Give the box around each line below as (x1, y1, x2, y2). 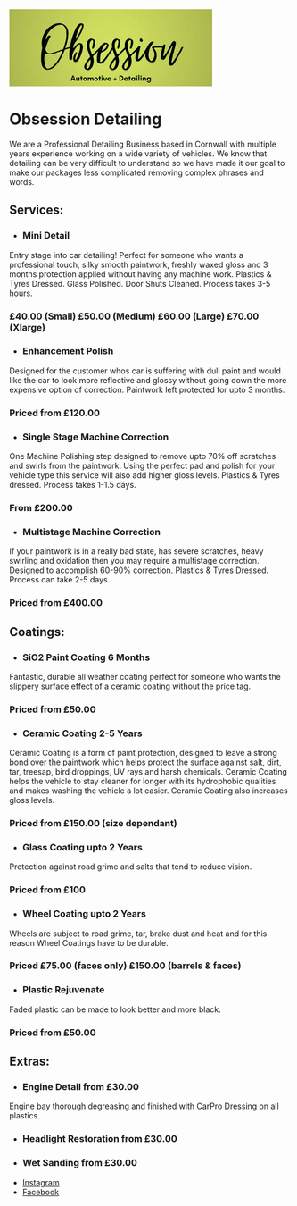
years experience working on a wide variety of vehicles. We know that (9, 147, 268, 159)
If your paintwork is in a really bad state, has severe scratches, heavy (9, 546, 264, 557)
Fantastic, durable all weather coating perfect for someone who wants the (9, 671, 281, 682)
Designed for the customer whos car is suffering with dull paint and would (9, 365, 281, 376)
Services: (9, 203, 64, 218)
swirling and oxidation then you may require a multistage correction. (9, 556, 260, 566)
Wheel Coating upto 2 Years (21, 908, 147, 920)
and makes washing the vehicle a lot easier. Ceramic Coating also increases (9, 785, 288, 796)
